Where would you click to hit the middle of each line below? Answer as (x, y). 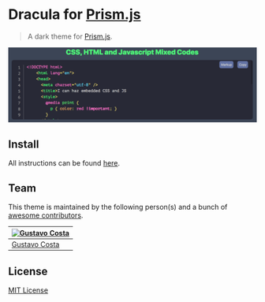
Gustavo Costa (35, 244)
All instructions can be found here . (64, 163)
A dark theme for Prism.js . (70, 36)
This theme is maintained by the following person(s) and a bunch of (118, 207)
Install (24, 144)
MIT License (28, 290)
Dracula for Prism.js (75, 15)
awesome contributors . (46, 215)
